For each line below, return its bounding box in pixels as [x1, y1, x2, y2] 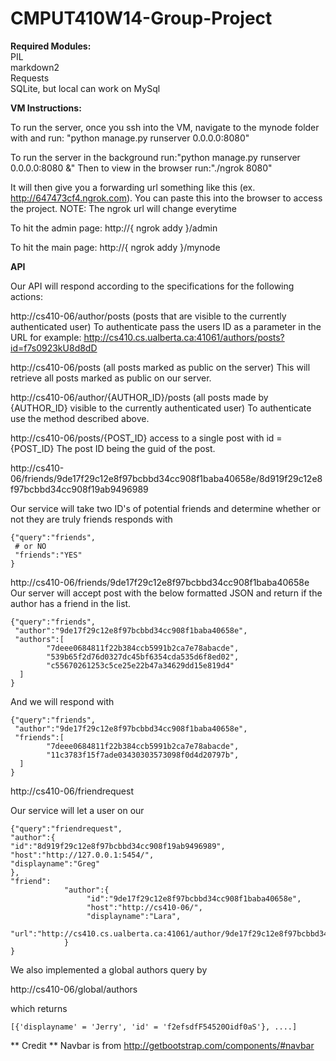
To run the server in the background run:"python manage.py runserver [10, 151, 301, 163]
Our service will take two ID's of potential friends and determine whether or [10, 502, 321, 514]
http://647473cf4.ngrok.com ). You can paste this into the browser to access [10, 192, 323, 204]
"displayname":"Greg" [10, 858, 101, 869]
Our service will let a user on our [10, 804, 145, 816]
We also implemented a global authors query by [10, 963, 208, 976]
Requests [10, 72, 50, 84]
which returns [10, 1002, 68, 1014]
